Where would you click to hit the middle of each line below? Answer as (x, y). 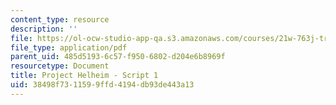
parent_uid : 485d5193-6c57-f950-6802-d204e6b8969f (118, 57)
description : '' (44, 29)
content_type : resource (60, 19)
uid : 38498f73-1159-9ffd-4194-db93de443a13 (102, 85)
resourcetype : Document (60, 66)
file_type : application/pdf (69, 47)
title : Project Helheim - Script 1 (84, 76)
